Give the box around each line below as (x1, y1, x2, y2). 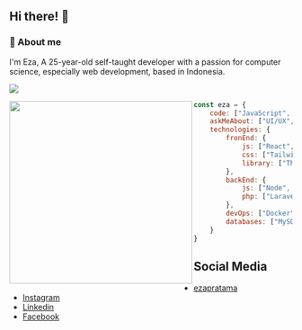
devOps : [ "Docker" (226, 209, 295, 219)
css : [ (241, 150, 267, 159)
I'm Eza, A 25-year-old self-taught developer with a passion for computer (9, 56, 281, 67)
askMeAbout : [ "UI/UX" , (209, 117, 295, 126)
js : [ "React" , (241, 142, 295, 151)
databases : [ (226, 217, 275, 226)
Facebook (22, 311, 60, 322)
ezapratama (193, 282, 238, 293)
